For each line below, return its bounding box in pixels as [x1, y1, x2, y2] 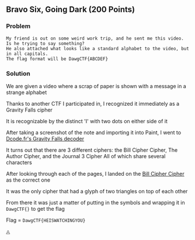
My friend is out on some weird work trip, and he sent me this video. [6, 35, 184, 41]
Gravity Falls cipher [6, 106, 53, 113]
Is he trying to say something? [6, 40, 85, 46]
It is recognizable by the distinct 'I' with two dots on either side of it [6, 117, 168, 124]
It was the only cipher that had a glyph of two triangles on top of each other [6, 187, 188, 194]
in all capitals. [6, 51, 48, 57]
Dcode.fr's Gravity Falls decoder [6, 135, 85, 142]
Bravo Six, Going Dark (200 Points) [6, 5, 135, 15]
